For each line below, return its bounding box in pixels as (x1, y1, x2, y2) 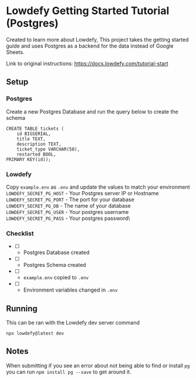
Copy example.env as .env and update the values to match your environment (6, 183, 190, 190)
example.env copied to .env (23, 274, 89, 281)
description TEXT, (16, 141, 62, 147)
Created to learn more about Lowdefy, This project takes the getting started (6, 36, 189, 43)
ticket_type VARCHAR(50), (16, 146, 80, 152)
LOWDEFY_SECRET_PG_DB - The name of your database (6, 202, 131, 209)
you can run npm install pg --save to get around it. (6, 368, 131, 375)
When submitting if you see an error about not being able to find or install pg (6, 362, 190, 369)
